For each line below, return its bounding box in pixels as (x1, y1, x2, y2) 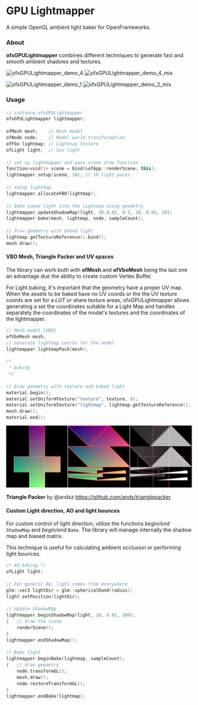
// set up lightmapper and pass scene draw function (6, 159, 138, 166)
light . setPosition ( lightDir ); (6, 593, 81, 599)
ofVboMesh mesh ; (6, 333, 46, 340)
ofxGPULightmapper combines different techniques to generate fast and (6, 52, 184, 59)
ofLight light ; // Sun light (6, 147, 81, 153)
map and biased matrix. (6, 533, 64, 540)
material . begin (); (6, 389, 51, 396)
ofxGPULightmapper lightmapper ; (6, 116, 85, 122)
